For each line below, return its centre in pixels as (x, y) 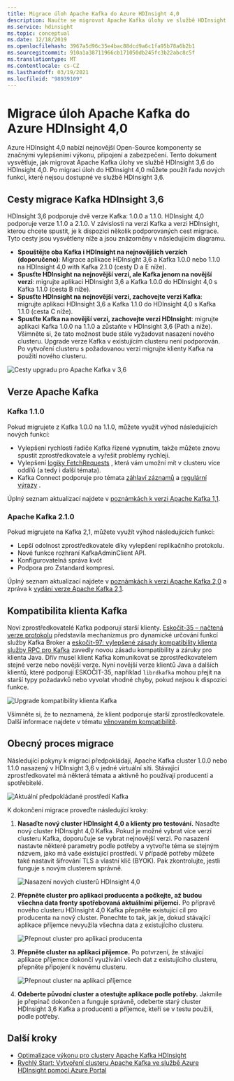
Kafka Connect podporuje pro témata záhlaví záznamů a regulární (112, 477)
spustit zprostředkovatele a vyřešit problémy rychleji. (94, 455)
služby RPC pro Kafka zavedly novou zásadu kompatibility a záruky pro (110, 650)
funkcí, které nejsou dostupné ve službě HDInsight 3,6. (86, 177)
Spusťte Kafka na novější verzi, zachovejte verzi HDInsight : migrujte (118, 319)
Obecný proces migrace (60, 743)
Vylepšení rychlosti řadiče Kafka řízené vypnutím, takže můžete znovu (119, 448)
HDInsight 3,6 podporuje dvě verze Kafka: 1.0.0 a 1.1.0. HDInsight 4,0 (106, 216)
